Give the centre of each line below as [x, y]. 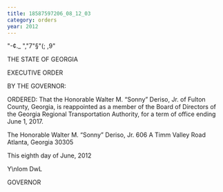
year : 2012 [23, 26]
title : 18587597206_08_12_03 [49, 13]
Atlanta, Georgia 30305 [40, 142]
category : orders [32, 20]
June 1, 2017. [25, 122]
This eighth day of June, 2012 [49, 155]
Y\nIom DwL [25, 169]
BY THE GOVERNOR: [37, 86]
